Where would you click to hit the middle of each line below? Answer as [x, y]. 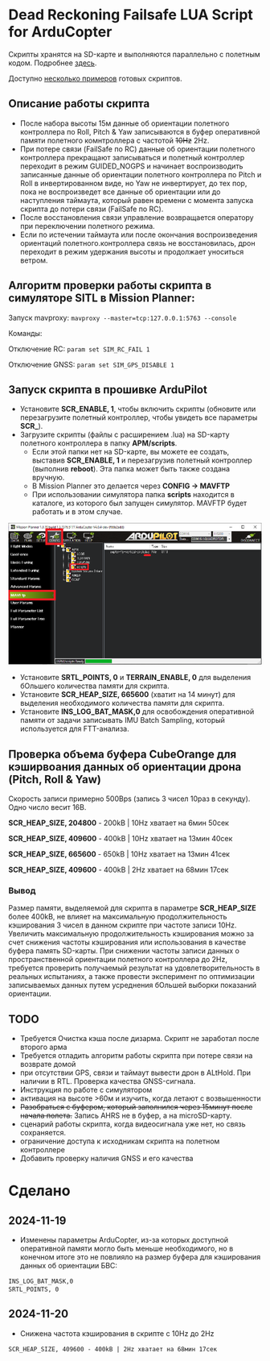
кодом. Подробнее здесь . [53, 63]
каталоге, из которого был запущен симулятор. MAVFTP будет [139, 503]
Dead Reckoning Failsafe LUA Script [131, 15]
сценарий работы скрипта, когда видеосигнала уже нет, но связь [133, 1124]
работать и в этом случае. [77, 512]
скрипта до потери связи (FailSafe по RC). [92, 209]
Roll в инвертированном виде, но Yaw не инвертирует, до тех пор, [133, 183]
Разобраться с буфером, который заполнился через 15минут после [136, 1107]
